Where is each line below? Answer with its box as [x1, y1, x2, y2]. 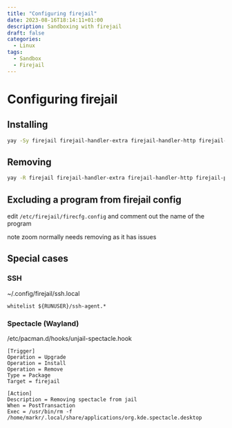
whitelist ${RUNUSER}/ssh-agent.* [7, 302, 107, 310]
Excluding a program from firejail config [7, 194, 182, 205]
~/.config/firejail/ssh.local [7, 289, 80, 297]
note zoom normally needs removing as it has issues [7, 233, 157, 241]
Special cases [7, 253, 69, 265]
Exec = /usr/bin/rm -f [7, 408, 72, 415]
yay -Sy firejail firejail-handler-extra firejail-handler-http [7, 137, 196, 144]
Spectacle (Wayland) [7, 319, 79, 328]
